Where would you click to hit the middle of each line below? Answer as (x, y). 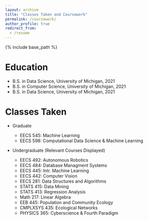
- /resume (20, 33)
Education (27, 67)
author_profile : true (28, 24)
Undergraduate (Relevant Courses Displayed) (59, 150)
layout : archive (22, 10)
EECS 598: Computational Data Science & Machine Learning (81, 141)
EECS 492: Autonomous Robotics (54, 160)
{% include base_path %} (31, 47)
